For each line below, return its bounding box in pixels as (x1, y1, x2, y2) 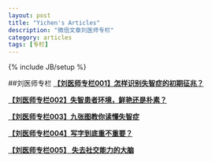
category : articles (8, 33, 73, 42)
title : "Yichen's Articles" (8, 19, 101, 27)
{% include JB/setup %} (8, 62, 87, 72)
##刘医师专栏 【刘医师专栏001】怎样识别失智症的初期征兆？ (8, 79, 204, 88)
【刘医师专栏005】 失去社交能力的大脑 (8, 145, 134, 155)
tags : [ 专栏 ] (8, 41, 49, 49)
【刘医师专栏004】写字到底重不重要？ (8, 129, 133, 138)
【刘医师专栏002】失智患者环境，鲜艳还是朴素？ (8, 95, 167, 105)
